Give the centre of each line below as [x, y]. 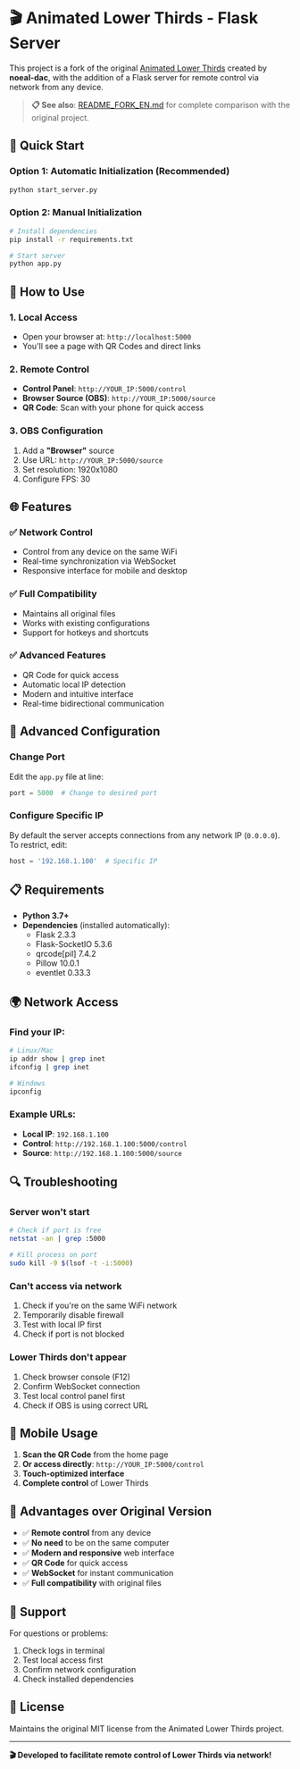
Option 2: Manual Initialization [76, 213]
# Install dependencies [54, 231]
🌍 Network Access [64, 1002]
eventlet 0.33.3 [63, 973]
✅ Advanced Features [58, 656]
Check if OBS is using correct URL [85, 1405]
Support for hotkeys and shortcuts [85, 633]
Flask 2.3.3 [55, 935]
